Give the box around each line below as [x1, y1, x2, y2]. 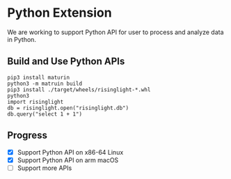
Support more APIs [17, 164, 72, 172]
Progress [7, 130, 47, 141]
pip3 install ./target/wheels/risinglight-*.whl [7, 86, 151, 93]
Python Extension [7, 5, 113, 21]
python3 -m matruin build [7, 80, 82, 87]
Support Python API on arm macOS [17, 155, 119, 164]
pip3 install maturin [7, 74, 70, 81]
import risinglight [7, 98, 64, 105]
